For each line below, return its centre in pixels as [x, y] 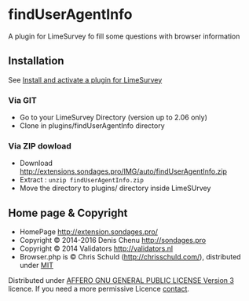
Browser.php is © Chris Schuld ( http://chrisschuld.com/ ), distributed [130, 257]
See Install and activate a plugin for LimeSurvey [85, 79]
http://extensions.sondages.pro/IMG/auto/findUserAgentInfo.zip [123, 171]
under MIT [36, 266]
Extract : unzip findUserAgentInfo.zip [81, 180]
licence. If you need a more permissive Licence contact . [99, 289]
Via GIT [22, 100]
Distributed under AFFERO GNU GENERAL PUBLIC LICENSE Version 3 [121, 281]
